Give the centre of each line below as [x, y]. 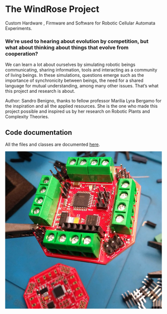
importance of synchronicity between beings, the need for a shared [74, 80]
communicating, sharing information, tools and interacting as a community [81, 70]
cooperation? [22, 53]
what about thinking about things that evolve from [67, 47]
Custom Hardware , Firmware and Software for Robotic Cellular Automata [80, 23]
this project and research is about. [40, 91]
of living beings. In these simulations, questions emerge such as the [75, 75]
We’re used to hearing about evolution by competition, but [77, 41]
